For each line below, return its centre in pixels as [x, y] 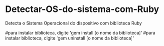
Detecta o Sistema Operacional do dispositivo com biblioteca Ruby [74, 23]
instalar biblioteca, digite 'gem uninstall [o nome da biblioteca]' [70, 38]
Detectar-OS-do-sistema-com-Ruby [82, 9]
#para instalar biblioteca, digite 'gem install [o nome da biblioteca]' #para [80, 32]
